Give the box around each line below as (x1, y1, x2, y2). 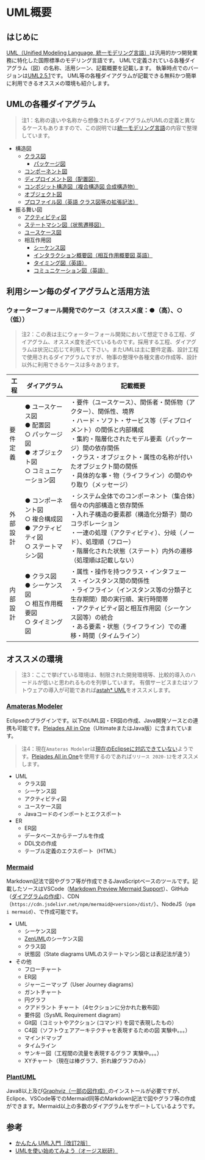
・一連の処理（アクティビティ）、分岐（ (70, 528, 183, 537)
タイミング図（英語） (33, 259, 87, 266)
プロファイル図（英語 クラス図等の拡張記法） (24, 198, 138, 205)
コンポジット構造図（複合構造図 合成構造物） (24, 182, 138, 190)
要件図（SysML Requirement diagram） (24, 1011, 124, 1018)
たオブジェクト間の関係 (70, 462, 138, 470)
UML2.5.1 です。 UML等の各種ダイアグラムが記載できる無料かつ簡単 (27, 72, 196, 79)
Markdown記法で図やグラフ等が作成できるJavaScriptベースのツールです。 (6, 877, 193, 885)
